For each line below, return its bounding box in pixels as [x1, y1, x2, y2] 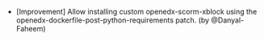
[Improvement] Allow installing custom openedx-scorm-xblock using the [15, 7, 258, 16]
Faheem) [15, 24, 46, 33]
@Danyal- [211, 15, 245, 25]
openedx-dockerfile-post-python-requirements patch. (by [15, 15, 210, 25]
